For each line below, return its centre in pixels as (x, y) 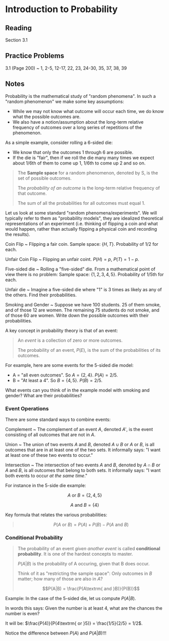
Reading (18, 28)
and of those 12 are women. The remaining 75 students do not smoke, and (82, 310)
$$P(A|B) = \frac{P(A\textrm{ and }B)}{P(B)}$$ (91, 589)
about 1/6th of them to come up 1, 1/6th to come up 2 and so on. (79, 163)
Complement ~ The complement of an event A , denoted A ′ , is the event (79, 429)
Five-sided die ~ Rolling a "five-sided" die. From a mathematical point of (80, 269)
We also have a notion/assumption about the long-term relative (78, 122)
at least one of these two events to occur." (49, 455)
